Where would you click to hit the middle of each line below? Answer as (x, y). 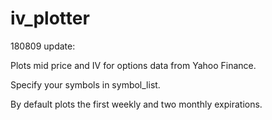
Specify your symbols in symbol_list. (85, 84)
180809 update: (43, 46)
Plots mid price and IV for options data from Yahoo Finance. (133, 65)
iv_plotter (50, 18)
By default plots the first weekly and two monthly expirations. (136, 104)
